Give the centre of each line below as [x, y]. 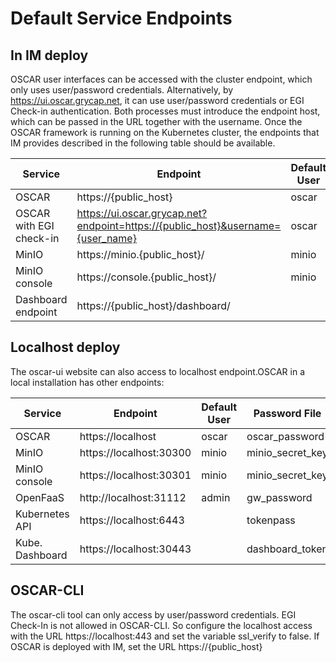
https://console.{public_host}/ [146, 277]
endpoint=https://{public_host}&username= [179, 225]
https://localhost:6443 [132, 520]
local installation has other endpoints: [87, 382]
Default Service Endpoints [121, 18]
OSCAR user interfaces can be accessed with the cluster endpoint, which [161, 79]
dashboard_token [287, 549]
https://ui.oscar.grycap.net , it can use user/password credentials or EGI [157, 100]
